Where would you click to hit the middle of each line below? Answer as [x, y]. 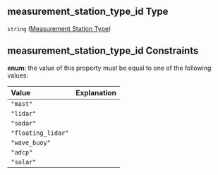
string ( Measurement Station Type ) [59, 28]
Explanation [96, 92]
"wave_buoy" [31, 143]
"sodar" [24, 123]
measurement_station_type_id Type [88, 12]
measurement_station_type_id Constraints [103, 51]
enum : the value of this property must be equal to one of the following [109, 68]
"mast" [22, 104]
